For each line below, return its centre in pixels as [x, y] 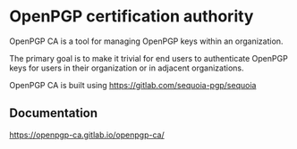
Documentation [54, 113]
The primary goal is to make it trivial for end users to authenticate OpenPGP [148, 58]
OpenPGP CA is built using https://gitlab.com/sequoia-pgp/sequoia [133, 85]
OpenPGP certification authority [132, 17]
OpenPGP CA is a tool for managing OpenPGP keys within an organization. [146, 41]
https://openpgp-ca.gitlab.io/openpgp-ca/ [87, 135]
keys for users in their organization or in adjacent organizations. [127, 68]
